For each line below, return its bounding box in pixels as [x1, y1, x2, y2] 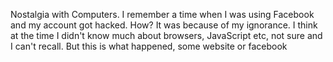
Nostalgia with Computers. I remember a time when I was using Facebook [10, 9, 315, 20]
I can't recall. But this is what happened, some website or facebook [10, 40, 288, 52]
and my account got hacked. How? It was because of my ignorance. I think [10, 19, 318, 31]
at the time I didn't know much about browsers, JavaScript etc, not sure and [10, 30, 323, 41]
